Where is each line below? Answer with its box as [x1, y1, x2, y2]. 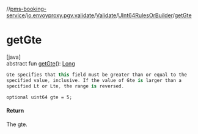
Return [6, 107, 24, 114]
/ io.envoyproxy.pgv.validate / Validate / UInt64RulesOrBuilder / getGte [24, 12, 192, 19]
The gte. [6, 121, 28, 128]
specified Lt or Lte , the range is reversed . [6, 83, 124, 89]
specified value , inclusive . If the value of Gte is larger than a [6, 77, 182, 83]
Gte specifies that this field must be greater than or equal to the [6, 72, 188, 78]
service [6, 12, 26, 19]
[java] [6, 53, 21, 61]
